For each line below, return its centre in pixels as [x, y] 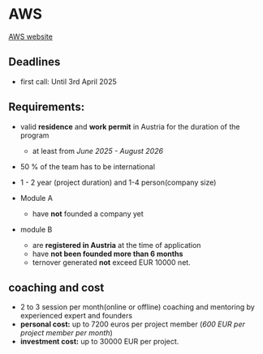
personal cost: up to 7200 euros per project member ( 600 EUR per [132, 324]
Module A [36, 198]
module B [36, 229]
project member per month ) [67, 333]
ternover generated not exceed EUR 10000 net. [111, 262]
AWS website [30, 36]
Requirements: [47, 107]
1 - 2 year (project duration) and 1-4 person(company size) [118, 182]
